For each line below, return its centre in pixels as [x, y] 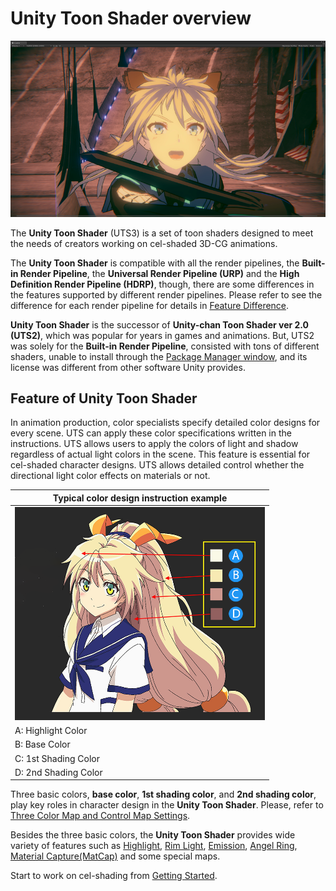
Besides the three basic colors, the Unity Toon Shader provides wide [153, 835]
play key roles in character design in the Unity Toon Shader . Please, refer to [167, 805]
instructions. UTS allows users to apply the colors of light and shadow [154, 444]
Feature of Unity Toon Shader [104, 398]
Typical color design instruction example [140, 498]
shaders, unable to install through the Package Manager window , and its [159, 356]
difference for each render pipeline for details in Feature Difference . [150, 305]
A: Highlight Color [51, 731]
